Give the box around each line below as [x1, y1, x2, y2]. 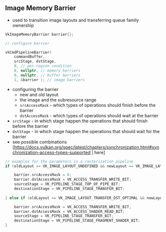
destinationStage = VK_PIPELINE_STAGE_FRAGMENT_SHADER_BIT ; [14, 218, 140, 223]
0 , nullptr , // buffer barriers [14, 73, 81, 78]
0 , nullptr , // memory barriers [14, 68, 81, 73]
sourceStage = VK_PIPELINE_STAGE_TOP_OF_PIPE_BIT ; [14, 182, 121, 187]
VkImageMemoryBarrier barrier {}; [5, 32, 74, 37]
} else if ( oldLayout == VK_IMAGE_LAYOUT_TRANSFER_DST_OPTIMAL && [5, 195, 145, 200]
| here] [91, 149, 105, 155]
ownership [12, 22, 34, 28]
